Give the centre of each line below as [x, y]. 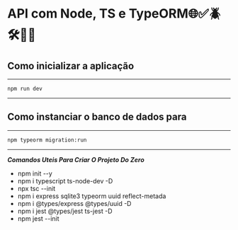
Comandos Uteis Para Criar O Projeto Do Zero [76, 159]
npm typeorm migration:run [47, 140]
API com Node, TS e [67, 14]
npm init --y [35, 173]
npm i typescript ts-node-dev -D [65, 180]
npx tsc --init [36, 188]
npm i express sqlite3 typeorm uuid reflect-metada [92, 196]
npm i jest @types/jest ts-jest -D [65, 211]
